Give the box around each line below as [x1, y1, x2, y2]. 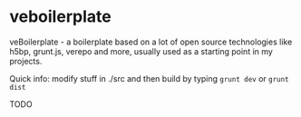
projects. [9, 55, 43, 66]
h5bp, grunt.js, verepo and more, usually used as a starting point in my [9, 45, 274, 56]
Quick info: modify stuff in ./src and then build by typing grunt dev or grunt [9, 73, 289, 83]
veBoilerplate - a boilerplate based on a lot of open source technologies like [9, 36, 293, 47]
